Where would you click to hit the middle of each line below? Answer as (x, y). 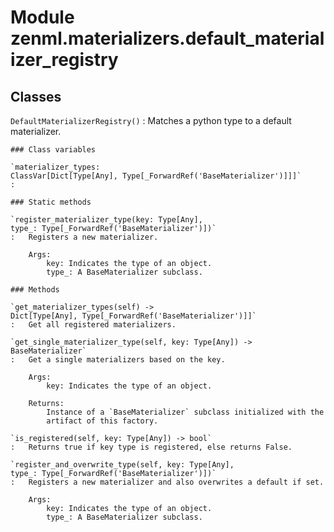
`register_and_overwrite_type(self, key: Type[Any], (122, 465)
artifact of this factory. (102, 421)
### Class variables (53, 150)
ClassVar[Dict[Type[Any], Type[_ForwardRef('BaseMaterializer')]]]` (156, 176)
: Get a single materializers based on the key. (118, 360)
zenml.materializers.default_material (167, 38)
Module (42, 17)
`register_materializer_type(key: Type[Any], (106, 220)
